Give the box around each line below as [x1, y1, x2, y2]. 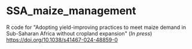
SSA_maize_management [6, 4, 136, 18]
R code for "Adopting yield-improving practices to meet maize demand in [6, 24, 187, 31]
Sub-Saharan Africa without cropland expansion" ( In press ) [6, 30, 153, 37]
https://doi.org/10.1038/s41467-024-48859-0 [6, 36, 118, 43]
